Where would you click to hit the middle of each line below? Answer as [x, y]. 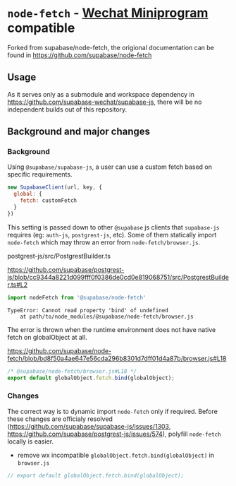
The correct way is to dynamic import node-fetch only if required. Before [113, 411]
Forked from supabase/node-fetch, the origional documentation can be [111, 47]
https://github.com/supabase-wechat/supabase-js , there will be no [105, 102]
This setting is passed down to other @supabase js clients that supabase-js [113, 227]
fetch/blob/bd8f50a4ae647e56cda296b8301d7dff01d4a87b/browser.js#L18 [117, 358]
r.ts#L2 [18, 285]
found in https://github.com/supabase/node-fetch [80, 55]
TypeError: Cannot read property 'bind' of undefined [88, 310]
